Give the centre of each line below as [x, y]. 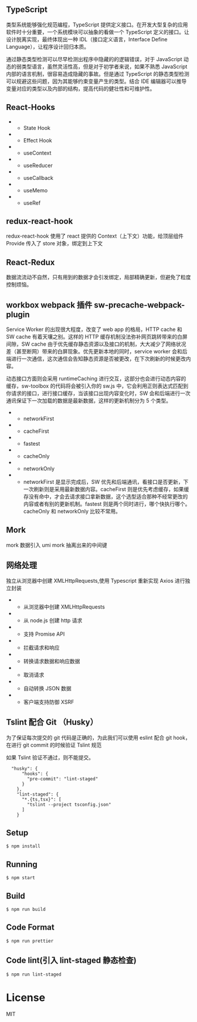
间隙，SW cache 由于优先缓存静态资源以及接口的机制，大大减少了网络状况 [96, 344]
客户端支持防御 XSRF [49, 702]
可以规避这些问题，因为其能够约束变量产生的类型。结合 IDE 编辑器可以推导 [96, 81]
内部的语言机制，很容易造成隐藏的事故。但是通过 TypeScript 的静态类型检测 [98, 74]
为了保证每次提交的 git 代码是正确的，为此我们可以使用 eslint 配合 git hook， [98, 737]
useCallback [38, 178]
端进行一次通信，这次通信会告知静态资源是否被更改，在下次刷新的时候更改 [96, 359]
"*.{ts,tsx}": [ [41, 799]
